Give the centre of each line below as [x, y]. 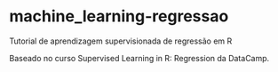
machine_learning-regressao [119, 16]
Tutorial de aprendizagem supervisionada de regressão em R [121, 41]
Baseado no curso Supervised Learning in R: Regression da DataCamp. [139, 58]
